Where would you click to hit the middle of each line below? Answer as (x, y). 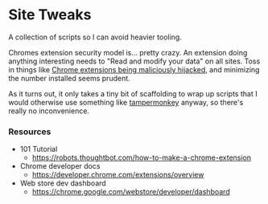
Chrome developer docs (60, 166)
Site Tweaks (50, 15)
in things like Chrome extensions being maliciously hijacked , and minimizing (134, 69)
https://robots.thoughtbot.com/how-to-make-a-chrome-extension (142, 157)
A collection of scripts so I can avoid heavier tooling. (95, 37)
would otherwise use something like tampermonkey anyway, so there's (126, 102)
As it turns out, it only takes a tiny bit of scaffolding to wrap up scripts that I (133, 93)
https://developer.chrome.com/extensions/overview (118, 175)
